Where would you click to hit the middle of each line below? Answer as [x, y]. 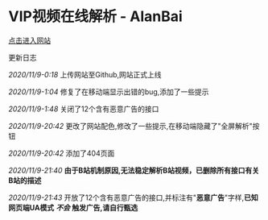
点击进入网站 [29, 40]
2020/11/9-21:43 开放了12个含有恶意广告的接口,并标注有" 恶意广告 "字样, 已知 [134, 197]
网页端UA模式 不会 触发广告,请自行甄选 [73, 207]
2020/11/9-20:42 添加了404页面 [62, 153]
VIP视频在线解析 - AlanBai [95, 17]
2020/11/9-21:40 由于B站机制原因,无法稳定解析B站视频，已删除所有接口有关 [134, 170]
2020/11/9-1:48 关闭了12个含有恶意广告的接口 [84, 109]
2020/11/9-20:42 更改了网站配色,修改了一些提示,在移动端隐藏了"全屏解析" [130, 126]
